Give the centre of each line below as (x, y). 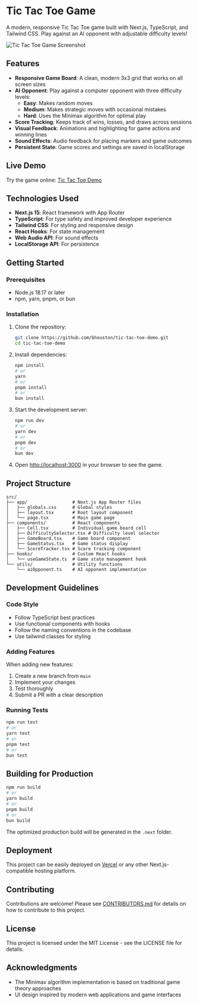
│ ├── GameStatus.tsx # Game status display (67, 544)
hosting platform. (56, 871)
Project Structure (38, 483)
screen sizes (30, 84)
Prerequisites (26, 279)
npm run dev (29, 421)
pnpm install (31, 388)
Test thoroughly (34, 689)
